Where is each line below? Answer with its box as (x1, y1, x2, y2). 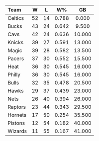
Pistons (7, 120, 25, 126)
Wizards (7, 128, 27, 135)
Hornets (7, 112, 27, 118)
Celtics (7, 15, 24, 21)
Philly (7, 71, 21, 78)
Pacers (7, 55, 24, 62)
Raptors (7, 104, 26, 110)
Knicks (7, 39, 24, 46)
